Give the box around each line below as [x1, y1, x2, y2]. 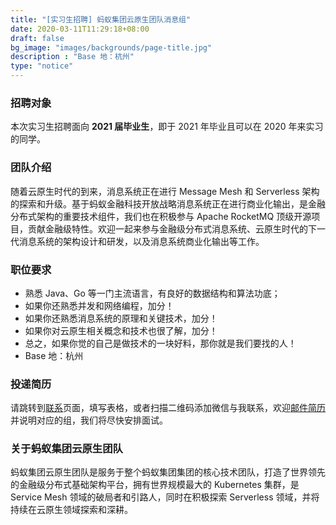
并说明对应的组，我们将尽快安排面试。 [10, 414, 168, 426]
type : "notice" [10, 61, 74, 71]
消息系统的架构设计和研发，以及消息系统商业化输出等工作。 [18, 235, 265, 247]
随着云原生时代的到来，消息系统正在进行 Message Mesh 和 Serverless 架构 [10, 185, 320, 197]
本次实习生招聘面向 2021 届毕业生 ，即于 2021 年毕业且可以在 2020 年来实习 [10, 121, 324, 133]
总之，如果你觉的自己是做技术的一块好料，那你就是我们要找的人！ [24, 337, 297, 349]
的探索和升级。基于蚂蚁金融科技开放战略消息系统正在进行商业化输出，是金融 [10, 197, 326, 210]
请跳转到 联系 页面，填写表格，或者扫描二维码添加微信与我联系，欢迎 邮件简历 [10, 402, 326, 414]
